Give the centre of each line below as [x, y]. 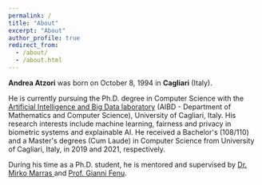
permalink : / [30, 16]
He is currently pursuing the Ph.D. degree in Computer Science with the [126, 98]
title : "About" [34, 23]
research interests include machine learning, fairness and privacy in [120, 124]
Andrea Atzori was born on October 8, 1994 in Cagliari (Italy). [111, 83]
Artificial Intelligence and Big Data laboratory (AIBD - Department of [120, 106]
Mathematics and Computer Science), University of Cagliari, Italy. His [122, 115]
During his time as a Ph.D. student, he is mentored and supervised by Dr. [128, 164]
